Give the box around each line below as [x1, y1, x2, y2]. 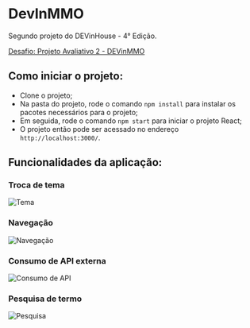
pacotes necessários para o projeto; [19, 107, 139, 117]
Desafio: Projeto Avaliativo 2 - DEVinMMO [8, 46, 145, 56]
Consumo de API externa [8, 255, 106, 266]
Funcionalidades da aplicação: [8, 156, 163, 169]
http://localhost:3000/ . [19, 133, 101, 142]
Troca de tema [8, 179, 65, 191]
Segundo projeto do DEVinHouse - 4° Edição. [8, 31, 157, 41]
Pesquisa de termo [8, 293, 83, 304]
